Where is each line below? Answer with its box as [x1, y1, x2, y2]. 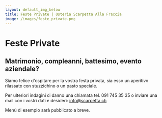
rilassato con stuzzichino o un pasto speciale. [5, 83, 97, 89]
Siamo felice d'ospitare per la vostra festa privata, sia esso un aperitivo [5, 78, 149, 84]
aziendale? [5, 64, 39, 73]
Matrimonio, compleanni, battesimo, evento [5, 57, 142, 65]
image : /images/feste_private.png [5, 16, 76, 21]
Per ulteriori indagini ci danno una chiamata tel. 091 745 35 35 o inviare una [5, 92, 158, 98]
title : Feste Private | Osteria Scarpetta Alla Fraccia [5, 12, 122, 17]
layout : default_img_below [5, 7, 60, 12]
